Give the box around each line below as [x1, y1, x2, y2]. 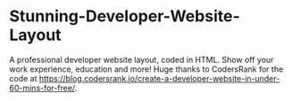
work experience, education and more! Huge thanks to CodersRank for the [9, 64, 284, 74]
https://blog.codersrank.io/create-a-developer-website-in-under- [38, 73, 280, 83]
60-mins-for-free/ [9, 82, 76, 93]
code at [9, 73, 38, 83]
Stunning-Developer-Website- [9, 6, 240, 27]
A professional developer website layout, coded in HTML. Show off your [9, 54, 274, 65]
